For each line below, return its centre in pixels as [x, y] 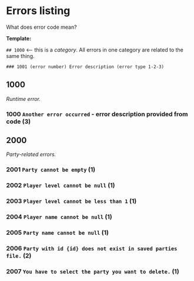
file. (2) [19, 256]
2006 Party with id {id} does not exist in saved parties [92, 249]
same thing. [20, 56]
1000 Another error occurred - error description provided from [97, 114]
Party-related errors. [31, 154]
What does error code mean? [42, 27]
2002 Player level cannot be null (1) [61, 185]
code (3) [19, 121]
